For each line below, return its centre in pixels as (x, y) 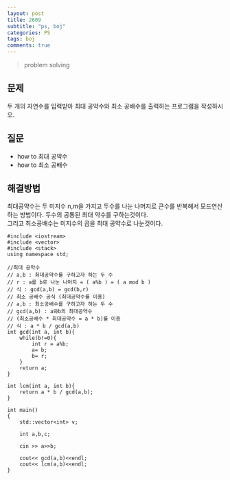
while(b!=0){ (38, 338)
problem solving (47, 65)
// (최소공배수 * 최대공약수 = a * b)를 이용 (64, 319)
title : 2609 (24, 20)
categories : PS (29, 33)
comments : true (29, 45)
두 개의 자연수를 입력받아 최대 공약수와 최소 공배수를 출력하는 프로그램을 (103, 106)
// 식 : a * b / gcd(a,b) (44, 326)
